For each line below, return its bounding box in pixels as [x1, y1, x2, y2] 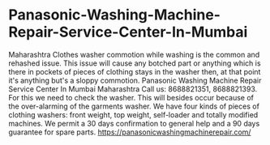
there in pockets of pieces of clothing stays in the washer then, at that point [8, 66, 261, 76]
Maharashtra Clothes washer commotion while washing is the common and [8, 49, 260, 59]
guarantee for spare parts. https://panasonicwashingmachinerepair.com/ [8, 127, 251, 137]
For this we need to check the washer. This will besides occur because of [8, 92, 254, 102]
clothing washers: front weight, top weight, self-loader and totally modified [8, 109, 259, 119]
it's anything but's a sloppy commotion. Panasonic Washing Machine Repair [8, 75, 262, 85]
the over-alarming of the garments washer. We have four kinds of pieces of [8, 101, 259, 111]
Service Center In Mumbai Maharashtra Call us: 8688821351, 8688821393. [8, 83, 258, 94]
